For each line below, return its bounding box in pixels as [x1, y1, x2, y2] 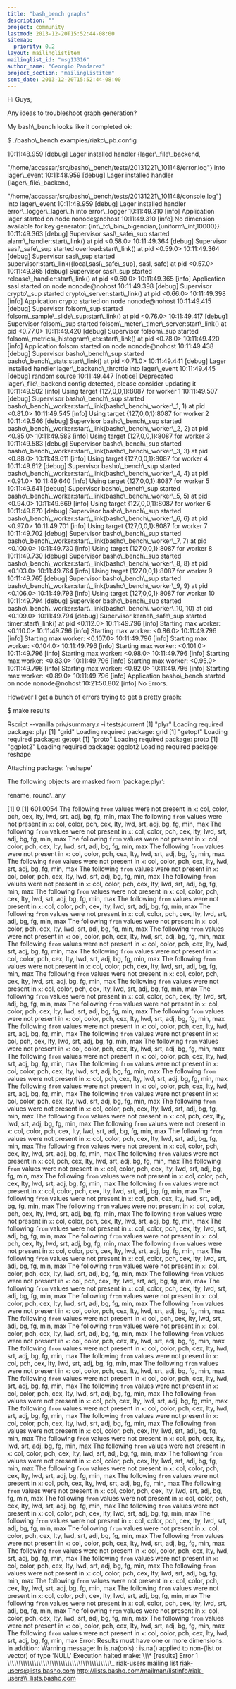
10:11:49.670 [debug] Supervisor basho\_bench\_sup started [7, 507, 182, 516]
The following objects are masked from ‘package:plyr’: [7, 777, 166, 786]
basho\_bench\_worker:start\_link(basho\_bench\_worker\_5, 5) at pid [7, 492, 208, 501]
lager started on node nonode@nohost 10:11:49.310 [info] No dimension [7, 214, 215, 223]
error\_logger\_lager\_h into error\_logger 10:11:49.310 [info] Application [7, 207, 215, 216]
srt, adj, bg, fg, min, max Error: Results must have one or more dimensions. [7, 1637, 224, 1645]
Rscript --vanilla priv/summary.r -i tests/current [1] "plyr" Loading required [7, 720, 223, 728]
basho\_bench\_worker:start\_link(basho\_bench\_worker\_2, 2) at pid [7, 425, 209, 433]
